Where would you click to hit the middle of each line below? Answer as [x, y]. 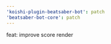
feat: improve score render [40, 34]
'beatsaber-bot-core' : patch [43, 17]
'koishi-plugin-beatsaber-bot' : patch [56, 12]
